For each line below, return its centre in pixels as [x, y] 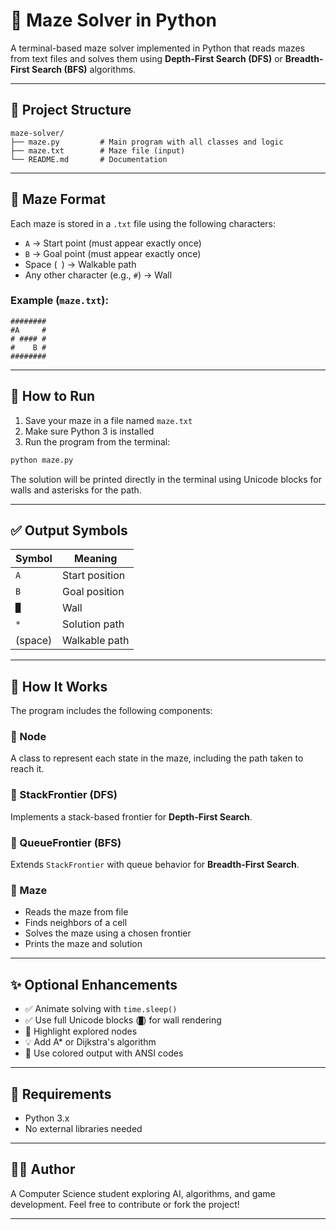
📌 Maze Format [58, 199]
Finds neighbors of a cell [76, 923]
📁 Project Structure [71, 110]
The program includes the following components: [111, 711]
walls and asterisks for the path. [76, 490]
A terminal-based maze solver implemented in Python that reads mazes [158, 48]
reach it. [27, 769]
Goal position [93, 592]
